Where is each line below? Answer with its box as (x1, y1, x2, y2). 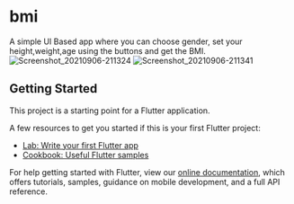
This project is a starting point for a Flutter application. (9, 105, 210, 116)
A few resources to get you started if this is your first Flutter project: (9, 122, 261, 133)
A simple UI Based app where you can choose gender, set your (9, 36, 243, 47)
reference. (9, 186, 48, 197)
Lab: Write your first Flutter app (22, 139, 139, 150)
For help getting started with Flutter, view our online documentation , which (9, 166, 286, 177)
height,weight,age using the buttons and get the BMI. (9, 45, 207, 56)
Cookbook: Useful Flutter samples (22, 149, 149, 160)
